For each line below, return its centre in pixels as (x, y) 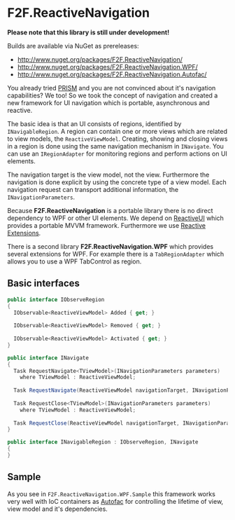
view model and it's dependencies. (58, 509)
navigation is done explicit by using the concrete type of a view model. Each (117, 182)
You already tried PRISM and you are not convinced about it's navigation (112, 88)
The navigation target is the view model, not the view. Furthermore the (108, 175)
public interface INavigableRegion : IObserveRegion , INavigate (103, 442)
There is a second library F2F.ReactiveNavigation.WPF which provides (111, 246)
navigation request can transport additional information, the (93, 189)
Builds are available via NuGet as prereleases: (73, 46)
